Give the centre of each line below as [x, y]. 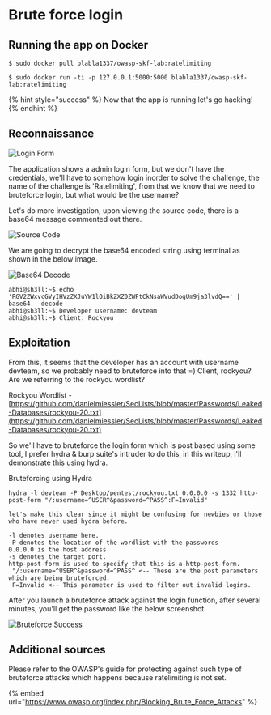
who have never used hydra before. [68, 521]
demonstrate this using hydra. [58, 462]
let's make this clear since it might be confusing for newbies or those [135, 514]
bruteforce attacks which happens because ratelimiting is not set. [117, 678]
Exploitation [39, 343]
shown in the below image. [53, 259]
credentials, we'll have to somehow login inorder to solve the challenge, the [134, 177]
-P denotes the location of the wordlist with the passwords [114, 543]
